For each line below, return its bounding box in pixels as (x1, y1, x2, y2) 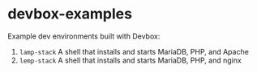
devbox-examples (7, 5, 133, 23)
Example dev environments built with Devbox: (7, 31, 161, 41)
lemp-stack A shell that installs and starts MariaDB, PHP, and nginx (19, 55, 242, 65)
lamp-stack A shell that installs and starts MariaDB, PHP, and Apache (19, 47, 249, 56)
